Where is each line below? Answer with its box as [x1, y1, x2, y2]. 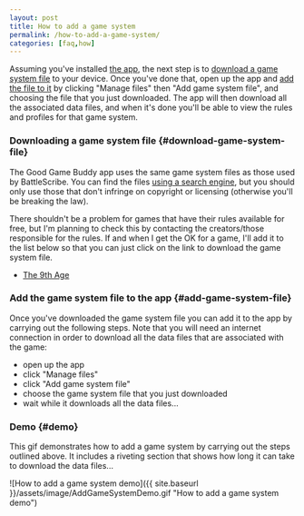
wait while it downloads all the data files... [22, 397, 179, 409]
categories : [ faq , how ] [9, 38, 95, 48]
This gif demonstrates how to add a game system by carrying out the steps [9, 442, 290, 452]
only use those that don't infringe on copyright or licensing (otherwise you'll [9, 185, 293, 196]
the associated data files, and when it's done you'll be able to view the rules [9, 102, 293, 114]
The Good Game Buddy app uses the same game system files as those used [9, 166, 296, 177]
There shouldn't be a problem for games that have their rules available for [9, 213, 285, 223]
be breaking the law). [9, 195, 89, 206]
